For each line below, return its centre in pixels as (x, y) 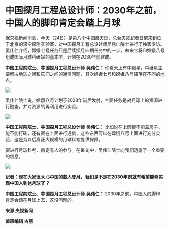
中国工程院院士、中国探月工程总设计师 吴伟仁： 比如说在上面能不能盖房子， (84, 127)
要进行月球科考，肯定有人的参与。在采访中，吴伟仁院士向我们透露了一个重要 (85, 150)
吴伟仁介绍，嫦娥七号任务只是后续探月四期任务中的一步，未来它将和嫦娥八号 (85, 50)
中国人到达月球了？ (29, 183)
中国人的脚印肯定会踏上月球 (63, 23)
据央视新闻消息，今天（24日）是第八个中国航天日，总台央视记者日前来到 (81, 38)
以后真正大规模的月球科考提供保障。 (65, 139)
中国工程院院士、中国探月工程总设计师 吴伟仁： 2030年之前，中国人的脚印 (83, 193)
